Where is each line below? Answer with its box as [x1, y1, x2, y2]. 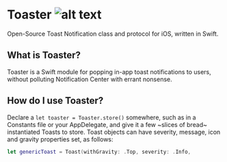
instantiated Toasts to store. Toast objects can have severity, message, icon [7, 128, 221, 136]
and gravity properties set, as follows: [7, 135, 114, 143]
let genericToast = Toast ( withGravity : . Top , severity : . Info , [7, 148, 191, 155]
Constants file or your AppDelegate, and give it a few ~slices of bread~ [7, 120, 207, 128]
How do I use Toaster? [7, 95, 104, 106]
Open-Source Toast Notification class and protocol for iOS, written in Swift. [7, 30, 219, 38]
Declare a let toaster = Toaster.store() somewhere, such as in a [7, 113, 196, 121]
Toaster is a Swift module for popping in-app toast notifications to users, [7, 67, 212, 76]
